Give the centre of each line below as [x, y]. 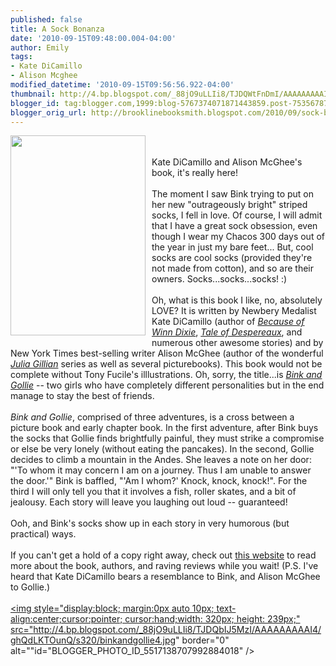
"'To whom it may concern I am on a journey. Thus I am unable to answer [161, 470]
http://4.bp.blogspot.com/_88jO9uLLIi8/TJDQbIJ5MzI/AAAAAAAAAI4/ [177, 630]
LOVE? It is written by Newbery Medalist [234, 311]
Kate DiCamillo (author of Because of [228, 322]
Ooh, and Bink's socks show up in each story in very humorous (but [150, 523]
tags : [21, 57]
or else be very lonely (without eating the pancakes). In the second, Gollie [162, 449]
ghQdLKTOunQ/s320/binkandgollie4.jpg [93, 640]
